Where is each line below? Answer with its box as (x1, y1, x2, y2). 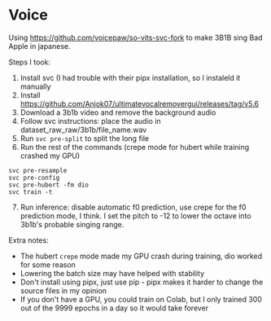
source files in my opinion (20, 285, 107, 295)
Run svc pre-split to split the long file (20, 133, 150, 143)
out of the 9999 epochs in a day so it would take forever (20, 303, 209, 313)
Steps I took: (8, 57, 51, 67)
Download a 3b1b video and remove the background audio (20, 108, 216, 117)
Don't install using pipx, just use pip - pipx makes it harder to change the (20, 277, 264, 287)
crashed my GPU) (20, 151, 81, 160)
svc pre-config (8, 174, 60, 182)
